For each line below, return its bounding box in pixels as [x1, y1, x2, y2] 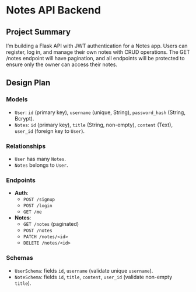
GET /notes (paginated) [23, 221, 79, 228]
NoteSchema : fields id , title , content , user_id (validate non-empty [14, 273, 173, 280]
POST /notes [23, 228, 52, 234]
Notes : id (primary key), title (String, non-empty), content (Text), [14, 121, 173, 128]
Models [6, 95, 28, 104]
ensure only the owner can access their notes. [6, 61, 118, 68]
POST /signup [23, 197, 55, 202]
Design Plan [6, 78, 51, 88]
